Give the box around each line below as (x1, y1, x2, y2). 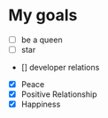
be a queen (20, 34, 63, 45)
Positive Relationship (20, 89, 97, 100)
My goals (8, 5, 78, 26)
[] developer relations (20, 63, 100, 73)
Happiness (20, 99, 61, 110)
